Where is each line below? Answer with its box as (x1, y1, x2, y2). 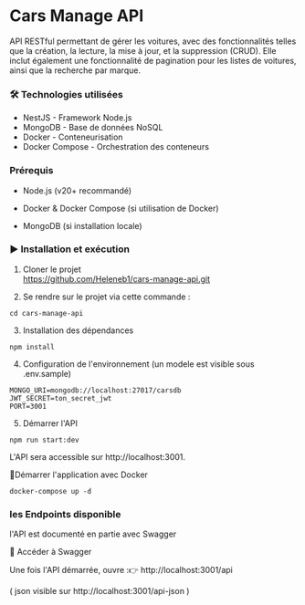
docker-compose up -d (9, 486, 92, 495)
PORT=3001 (9, 402, 47, 411)
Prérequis (9, 164, 54, 177)
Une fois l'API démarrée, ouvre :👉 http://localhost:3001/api (9, 565, 233, 576)
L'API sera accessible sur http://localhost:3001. (9, 451, 185, 462)
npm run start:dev (9, 435, 79, 444)
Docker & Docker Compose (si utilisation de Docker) (22, 203, 219, 214)
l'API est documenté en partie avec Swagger (9, 528, 177, 539)
